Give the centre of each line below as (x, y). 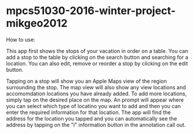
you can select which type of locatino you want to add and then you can (93, 106)
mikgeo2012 (37, 23)
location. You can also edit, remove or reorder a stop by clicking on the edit (97, 63)
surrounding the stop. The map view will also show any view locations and (96, 87)
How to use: (21, 39)
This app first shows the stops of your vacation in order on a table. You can (97, 51)
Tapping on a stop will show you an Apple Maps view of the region (86, 81)
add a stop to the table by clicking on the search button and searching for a (97, 57)
